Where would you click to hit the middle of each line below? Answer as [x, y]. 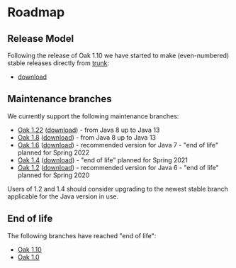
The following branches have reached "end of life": [82, 235]
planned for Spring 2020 [54, 175]
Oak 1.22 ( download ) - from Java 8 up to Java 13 [89, 130]
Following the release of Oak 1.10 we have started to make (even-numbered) [118, 55]
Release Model [41, 39]
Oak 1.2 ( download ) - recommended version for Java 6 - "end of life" [118, 167]
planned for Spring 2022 [54, 152]
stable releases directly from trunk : [58, 63]
